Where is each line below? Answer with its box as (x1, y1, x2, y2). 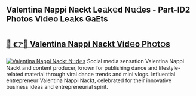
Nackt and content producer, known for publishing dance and (6, 64, 158, 71)
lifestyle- (158, 64, 181, 71)
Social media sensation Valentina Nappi (87, 58, 184, 64)
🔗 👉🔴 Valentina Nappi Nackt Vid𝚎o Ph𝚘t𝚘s (6, 39, 170, 49)
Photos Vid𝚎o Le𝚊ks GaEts (6, 14, 109, 24)
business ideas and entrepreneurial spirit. (6, 83, 109, 90)
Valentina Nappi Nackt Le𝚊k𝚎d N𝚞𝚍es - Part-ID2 (6, 5, 191, 15)
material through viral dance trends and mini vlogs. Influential (24, 71, 176, 78)
